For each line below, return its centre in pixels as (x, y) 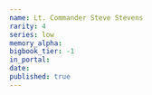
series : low (32, 34)
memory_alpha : (36, 43)
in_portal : (30, 60)
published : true (40, 77)
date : (19, 69)
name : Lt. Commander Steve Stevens (76, 18)
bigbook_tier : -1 (42, 52)
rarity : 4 (28, 26)
